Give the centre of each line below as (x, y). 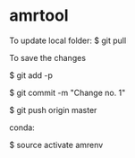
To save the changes (48, 57)
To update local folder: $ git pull (68, 40)
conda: (22, 127)
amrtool (39, 16)
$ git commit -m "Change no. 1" (67, 92)
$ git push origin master (53, 110)
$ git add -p (31, 75)
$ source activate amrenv (56, 145)
